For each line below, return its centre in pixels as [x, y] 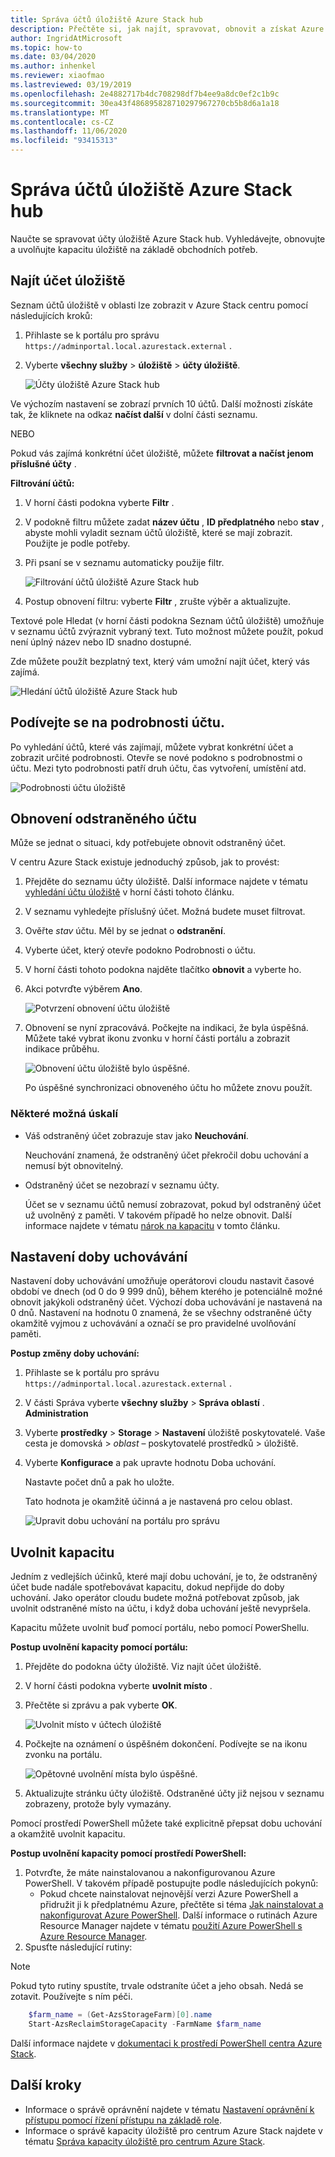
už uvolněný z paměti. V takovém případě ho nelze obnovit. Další [158, 1215]
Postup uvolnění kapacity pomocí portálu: [99, 1647]
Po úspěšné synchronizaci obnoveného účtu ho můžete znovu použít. [168, 1088]
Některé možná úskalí [64, 1114]
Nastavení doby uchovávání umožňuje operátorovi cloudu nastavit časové [162, 1281]
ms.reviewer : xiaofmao [57, 76]
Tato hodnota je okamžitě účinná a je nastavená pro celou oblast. [158, 1502]
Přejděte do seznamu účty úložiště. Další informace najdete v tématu [166, 882]
